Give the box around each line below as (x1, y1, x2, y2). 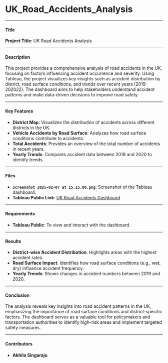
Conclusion (5, 292, 30, 298)
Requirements (5, 211, 35, 217)
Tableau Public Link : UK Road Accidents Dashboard (12, 194, 120, 200)
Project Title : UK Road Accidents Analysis (5, 38, 92, 44)
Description (5, 54, 30, 60)
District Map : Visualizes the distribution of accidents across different (12, 119, 155, 125)
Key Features (5, 108, 33, 114)
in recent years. (12, 146, 45, 152)
